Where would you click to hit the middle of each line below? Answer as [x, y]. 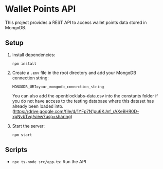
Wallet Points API [40, 9]
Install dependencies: [34, 55]
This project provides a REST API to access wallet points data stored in [76, 22]
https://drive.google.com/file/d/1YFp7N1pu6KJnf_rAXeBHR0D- [77, 111]
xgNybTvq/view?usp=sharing [41, 116]
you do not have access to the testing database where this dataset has [83, 101]
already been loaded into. [38, 106]
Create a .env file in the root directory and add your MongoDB [74, 73]
